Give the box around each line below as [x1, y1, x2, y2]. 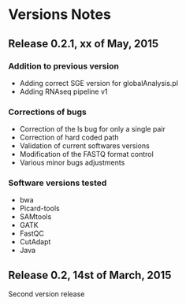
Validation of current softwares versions [19, 141, 150, 151]
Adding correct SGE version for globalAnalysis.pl [19, 78, 179, 87]
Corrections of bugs [8, 106, 87, 117]
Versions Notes [8, 6, 112, 24]
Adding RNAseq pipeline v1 [19, 87, 108, 96]
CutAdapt [19, 237, 51, 247]
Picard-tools [19, 203, 61, 214]
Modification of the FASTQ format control [19, 150, 154, 159]
